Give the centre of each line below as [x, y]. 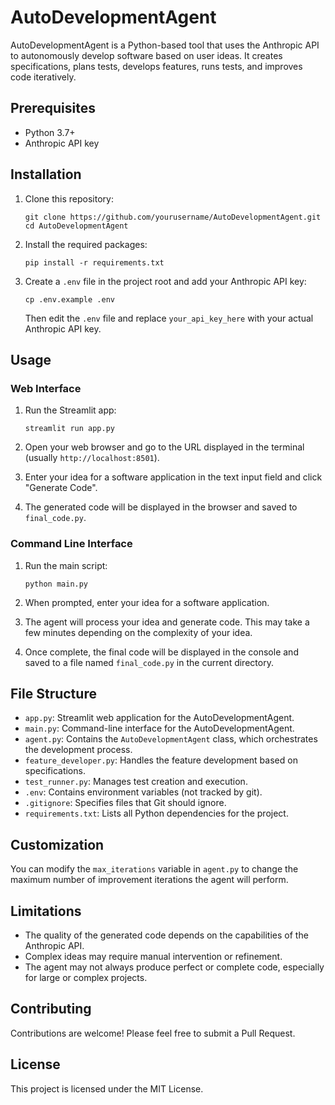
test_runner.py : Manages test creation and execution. [136, 782]
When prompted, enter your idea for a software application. [147, 602]
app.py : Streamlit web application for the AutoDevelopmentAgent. [159, 718]
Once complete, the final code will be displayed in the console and [161, 652]
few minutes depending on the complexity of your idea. [138, 632]
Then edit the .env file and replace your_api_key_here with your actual [169, 318]
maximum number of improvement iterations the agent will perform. [149, 880]
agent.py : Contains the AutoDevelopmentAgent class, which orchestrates [171, 739]
